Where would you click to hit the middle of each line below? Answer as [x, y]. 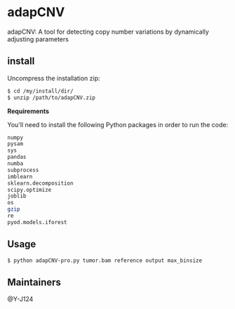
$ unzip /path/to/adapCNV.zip [52, 98]
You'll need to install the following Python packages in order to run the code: [118, 124]
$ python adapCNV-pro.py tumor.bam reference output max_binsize [105, 261]
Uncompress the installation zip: [54, 78]
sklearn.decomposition [40, 183]
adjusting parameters [38, 39]
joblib [17, 196]
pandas [17, 157]
